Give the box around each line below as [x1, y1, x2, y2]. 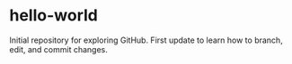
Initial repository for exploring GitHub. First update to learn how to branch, [9, 35, 283, 45]
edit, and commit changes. [9, 44, 108, 54]
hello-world [9, 5, 99, 26]
